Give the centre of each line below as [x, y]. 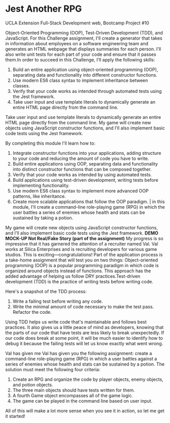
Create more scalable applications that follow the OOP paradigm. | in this [89, 202]
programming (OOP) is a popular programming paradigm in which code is [82, 265]
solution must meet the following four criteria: [53, 369]
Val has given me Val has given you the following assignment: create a [79, 353]
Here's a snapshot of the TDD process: [46, 291]
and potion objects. [33, 384]
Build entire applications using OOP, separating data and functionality [85, 164]
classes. [21, 86]
